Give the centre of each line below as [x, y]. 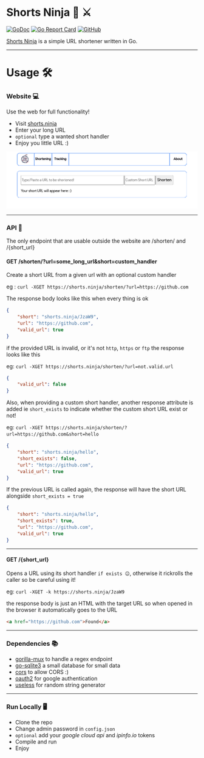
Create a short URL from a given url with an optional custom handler [91, 275]
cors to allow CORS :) [42, 672]
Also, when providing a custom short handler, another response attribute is [100, 402]
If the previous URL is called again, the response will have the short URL [96, 490]
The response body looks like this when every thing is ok [77, 299]
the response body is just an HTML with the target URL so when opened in [100, 603]
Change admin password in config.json [65, 729]
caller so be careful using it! [41, 579]
